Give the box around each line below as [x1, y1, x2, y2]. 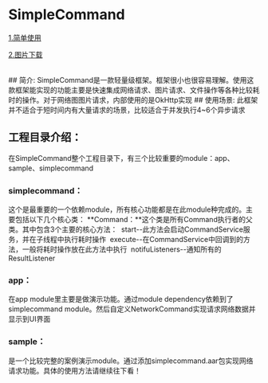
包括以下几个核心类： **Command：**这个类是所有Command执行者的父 [14, 215, 253, 225]
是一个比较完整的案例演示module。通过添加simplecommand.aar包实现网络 [8, 356, 254, 365]
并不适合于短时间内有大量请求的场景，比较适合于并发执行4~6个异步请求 [8, 105, 246, 115]
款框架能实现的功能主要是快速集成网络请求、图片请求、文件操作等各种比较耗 [8, 85, 260, 95]
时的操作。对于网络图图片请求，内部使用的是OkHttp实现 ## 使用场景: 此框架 [8, 95, 258, 104]
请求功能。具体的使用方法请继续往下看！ [8, 365, 141, 375]
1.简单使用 [8, 33, 41, 42]
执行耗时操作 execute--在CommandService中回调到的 [63, 235, 243, 244]
